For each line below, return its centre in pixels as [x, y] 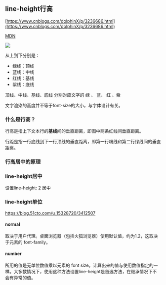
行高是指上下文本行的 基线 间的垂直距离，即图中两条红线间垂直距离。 [74, 131]
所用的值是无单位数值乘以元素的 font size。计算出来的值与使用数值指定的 [80, 265]
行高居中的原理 [23, 162]
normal [13, 224]
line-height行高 [29, 9]
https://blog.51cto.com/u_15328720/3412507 [50, 213]
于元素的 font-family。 [28, 242]
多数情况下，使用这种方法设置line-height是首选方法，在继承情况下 [85, 272]
